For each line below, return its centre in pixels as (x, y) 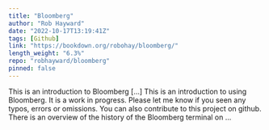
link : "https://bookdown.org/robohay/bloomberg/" (94, 46)
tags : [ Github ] (34, 38)
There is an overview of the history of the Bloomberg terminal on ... (120, 117)
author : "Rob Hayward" (46, 23)
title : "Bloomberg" (41, 16)
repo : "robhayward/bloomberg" (59, 61)
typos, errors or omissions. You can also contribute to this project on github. (135, 108)
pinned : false (32, 69)
